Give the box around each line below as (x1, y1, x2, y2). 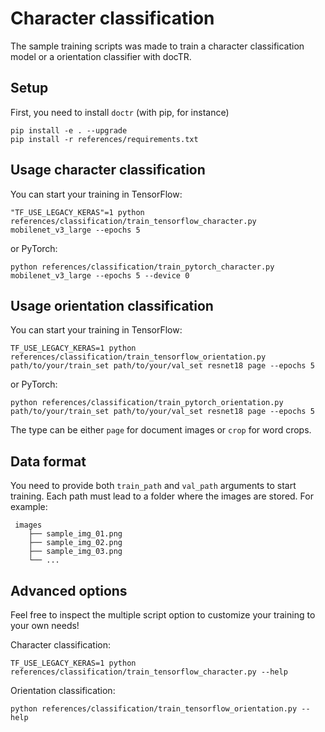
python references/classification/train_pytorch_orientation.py (10, 398, 284, 408)
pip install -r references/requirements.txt (10, 134, 199, 144)
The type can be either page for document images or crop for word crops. (10, 424, 312, 436)
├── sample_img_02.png (28, 538, 123, 548)
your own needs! (10, 620, 80, 631)
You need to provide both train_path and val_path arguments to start (10, 480, 297, 492)
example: (10, 501, 48, 513)
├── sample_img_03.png (28, 547, 123, 557)
